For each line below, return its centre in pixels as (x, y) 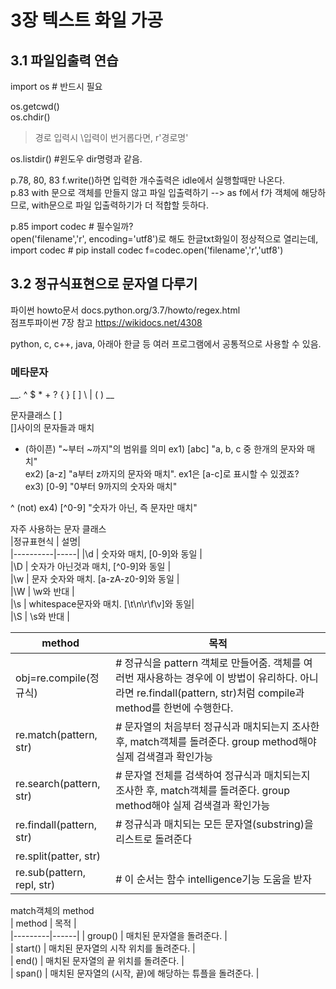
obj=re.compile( (52, 678)
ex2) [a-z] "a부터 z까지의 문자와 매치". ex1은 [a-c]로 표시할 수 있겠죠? (162, 474)
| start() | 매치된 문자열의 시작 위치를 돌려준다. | (103, 948)
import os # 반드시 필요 (56, 86)
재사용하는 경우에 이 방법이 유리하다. (217, 678)
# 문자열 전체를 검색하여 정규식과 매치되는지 (213, 776)
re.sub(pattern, (50, 873)
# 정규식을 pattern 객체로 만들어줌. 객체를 (208, 663)
